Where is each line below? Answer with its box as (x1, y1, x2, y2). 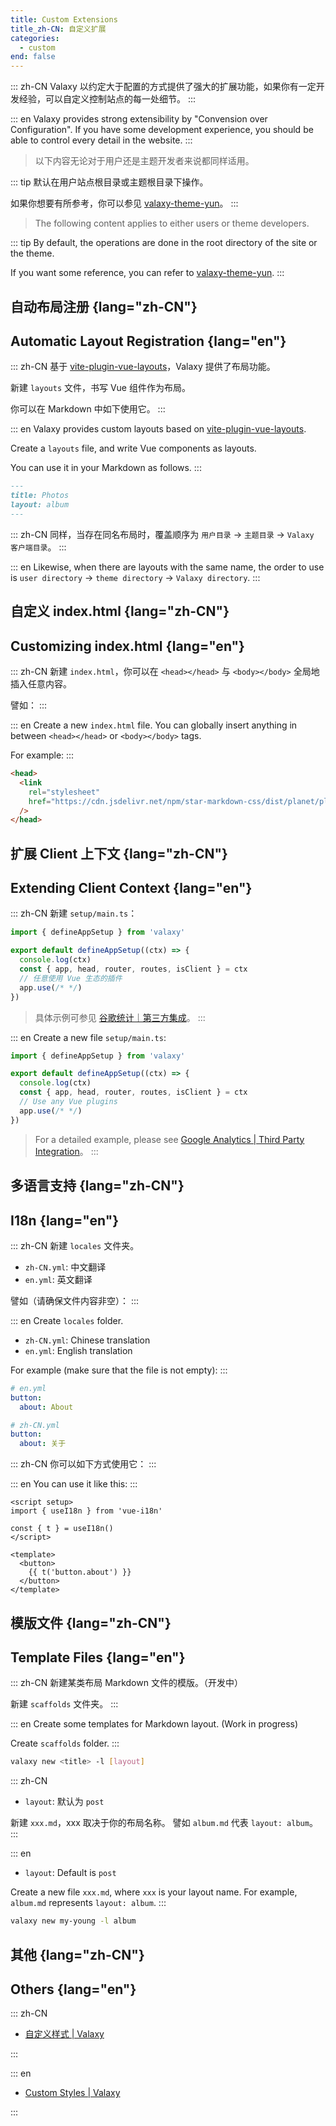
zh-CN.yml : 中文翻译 (24, 1261, 107, 1273)
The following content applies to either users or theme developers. (34, 217, 310, 230)
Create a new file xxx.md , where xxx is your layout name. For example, (10, 1886, 298, 1898)
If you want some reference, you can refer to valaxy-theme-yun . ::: (10, 267, 285, 279)
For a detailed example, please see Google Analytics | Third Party (34, 1133, 305, 1145)
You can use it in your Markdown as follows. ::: (10, 462, 202, 474)
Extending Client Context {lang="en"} (10, 880, 253, 897)
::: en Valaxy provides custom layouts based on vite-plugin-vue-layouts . (10, 423, 307, 435)
